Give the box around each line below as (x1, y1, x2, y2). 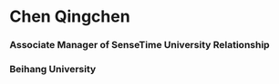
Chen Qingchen (9, 6, 130, 27)
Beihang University (9, 63, 97, 76)
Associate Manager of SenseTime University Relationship (9, 39, 271, 51)
